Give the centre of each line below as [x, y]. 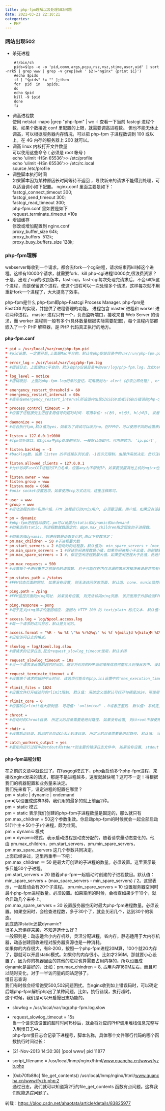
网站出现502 [20, 41]
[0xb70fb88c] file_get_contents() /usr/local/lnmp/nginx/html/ [74, 1076]
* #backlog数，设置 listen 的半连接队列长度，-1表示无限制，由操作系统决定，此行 [80, 454]
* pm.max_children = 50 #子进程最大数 [42, 541]
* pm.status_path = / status [34, 578]
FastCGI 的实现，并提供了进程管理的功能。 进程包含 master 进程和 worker [80, 308]
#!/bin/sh [24, 63]
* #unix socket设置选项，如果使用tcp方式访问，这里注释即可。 [62, 491]
